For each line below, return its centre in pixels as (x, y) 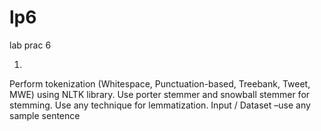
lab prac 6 (30, 45)
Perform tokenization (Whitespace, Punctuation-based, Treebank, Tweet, (160, 83)
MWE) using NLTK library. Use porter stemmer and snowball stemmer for (160, 94)
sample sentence (45, 115)
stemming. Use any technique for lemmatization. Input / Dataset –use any (160, 105)
